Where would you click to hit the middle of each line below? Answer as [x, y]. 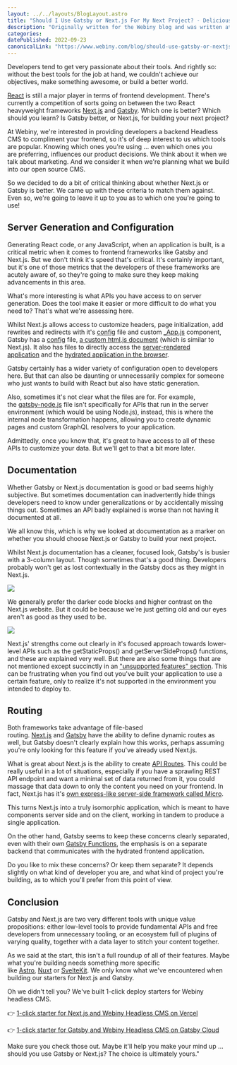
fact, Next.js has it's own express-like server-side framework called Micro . [116, 794]
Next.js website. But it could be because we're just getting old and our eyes [117, 609]
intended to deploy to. [39, 689]
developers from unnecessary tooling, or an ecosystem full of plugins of [112, 934]
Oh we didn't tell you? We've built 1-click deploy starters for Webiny [105, 992]
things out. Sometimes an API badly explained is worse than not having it [113, 510]
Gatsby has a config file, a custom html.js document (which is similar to [111, 339]
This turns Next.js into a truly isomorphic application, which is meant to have [118, 808]
